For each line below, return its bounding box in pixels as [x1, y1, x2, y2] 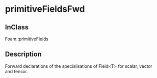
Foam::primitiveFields [5, 36, 49, 42]
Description [5, 50, 42, 58]
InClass [5, 23, 28, 31]
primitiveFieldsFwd [5, 3, 85, 15]
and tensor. [5, 68, 28, 74]
